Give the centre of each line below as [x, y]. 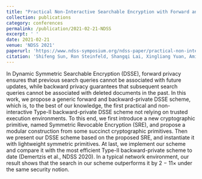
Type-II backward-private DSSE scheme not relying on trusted [111, 112]
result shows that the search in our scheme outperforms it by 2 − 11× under [99, 163]
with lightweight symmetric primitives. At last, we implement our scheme [96, 144]
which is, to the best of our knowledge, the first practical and [82, 105]
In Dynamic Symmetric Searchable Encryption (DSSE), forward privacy [94, 73]
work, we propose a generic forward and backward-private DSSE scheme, [99, 99]
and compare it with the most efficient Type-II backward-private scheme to [99, 150]
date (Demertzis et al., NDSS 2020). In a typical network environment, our [98, 156]
